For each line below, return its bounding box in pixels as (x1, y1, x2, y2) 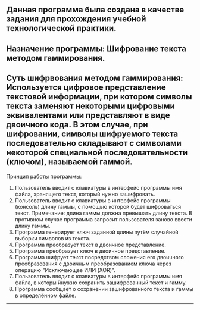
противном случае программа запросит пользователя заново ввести (14, 215, 192, 223)
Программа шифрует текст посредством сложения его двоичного (14, 253, 185, 261)
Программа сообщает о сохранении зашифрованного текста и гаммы (14, 285, 193, 292)
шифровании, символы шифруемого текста (6, 129, 179, 139)
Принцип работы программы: (6, 173, 82, 180)
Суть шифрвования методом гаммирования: (6, 73, 183, 83)
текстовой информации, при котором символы (6, 92, 192, 102)
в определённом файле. (14, 292, 76, 299)
